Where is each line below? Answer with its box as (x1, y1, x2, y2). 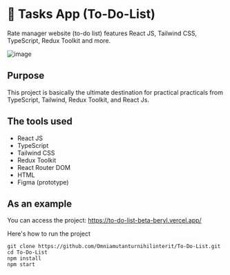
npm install (7, 255, 41, 262)
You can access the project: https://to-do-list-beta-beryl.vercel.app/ (7, 216, 202, 225)
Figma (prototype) (17, 178, 69, 186)
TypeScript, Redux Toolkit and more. (7, 36, 111, 44)
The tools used (7, 115, 73, 127)
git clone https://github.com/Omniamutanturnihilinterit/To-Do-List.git (7, 243, 221, 250)
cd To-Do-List (7, 249, 48, 256)
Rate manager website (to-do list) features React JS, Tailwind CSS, (7, 29, 198, 37)
